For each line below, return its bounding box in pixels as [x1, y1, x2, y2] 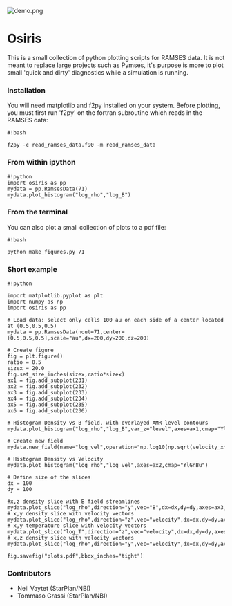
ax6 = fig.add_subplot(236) [7, 407, 88, 414]
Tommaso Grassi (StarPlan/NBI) [17, 591, 108, 600]
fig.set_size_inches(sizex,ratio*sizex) [7, 371, 126, 378]
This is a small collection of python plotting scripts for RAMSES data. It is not [7, 53, 225, 62]
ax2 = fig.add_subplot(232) [7, 383, 88, 390]
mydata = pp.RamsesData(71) [7, 185, 88, 192]
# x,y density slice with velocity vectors [7, 511, 135, 517]
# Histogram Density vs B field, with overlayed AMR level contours [7, 419, 209, 427]
